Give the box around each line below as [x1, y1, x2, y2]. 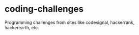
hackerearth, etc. [4, 24, 39, 30]
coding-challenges [4, 3, 84, 15]
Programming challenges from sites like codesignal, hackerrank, [4, 19, 135, 25]
